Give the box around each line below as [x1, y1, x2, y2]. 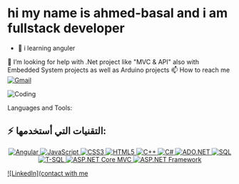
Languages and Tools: [7, 103, 73, 112]
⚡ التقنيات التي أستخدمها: [7, 125, 107, 137]
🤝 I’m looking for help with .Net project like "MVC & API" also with [7, 57, 200, 66]
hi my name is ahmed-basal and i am [7, 5, 228, 21]
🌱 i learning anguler [17, 44, 76, 52]
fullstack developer [7, 20, 125, 36]
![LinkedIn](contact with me [7, 169, 88, 178]
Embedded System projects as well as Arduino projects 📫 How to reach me [7, 66, 230, 74]
